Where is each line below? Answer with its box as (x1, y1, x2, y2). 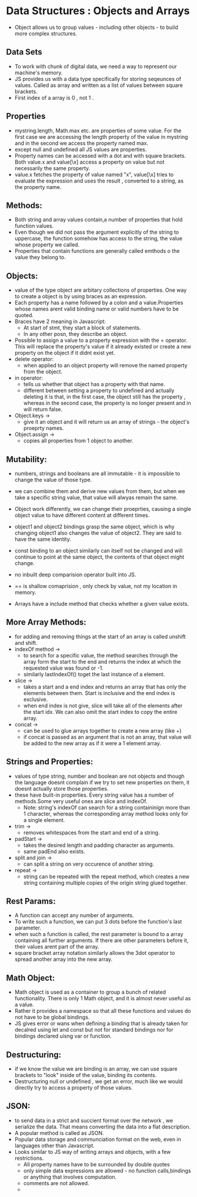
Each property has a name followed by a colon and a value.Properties (14, 299, 183, 306)
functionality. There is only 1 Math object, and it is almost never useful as (14, 995, 191, 1002)
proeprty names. (23, 425, 64, 432)
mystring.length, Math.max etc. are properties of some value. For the (14, 127, 182, 134)
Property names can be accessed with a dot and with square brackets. (14, 152, 186, 159)
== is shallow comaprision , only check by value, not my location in (14, 583, 178, 589)
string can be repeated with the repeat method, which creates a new (23, 873, 190, 880)
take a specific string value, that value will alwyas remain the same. (14, 494, 178, 501)
